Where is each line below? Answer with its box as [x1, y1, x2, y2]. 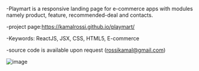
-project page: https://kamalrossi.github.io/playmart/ [6, 23, 135, 30]
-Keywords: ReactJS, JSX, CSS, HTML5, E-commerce [6, 35, 139, 42]
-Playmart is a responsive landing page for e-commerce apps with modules [6, 5, 194, 12]
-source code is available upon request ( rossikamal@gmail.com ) [6, 46, 166, 54]
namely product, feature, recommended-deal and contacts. [6, 11, 153, 19]
